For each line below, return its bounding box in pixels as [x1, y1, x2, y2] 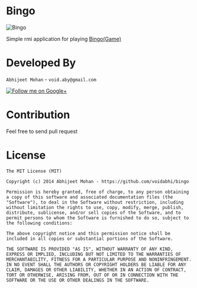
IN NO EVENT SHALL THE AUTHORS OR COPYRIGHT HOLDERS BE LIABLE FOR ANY [6, 261, 186, 268]
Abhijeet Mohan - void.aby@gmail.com [6, 75, 96, 83]
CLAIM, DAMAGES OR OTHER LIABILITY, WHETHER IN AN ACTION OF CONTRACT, [6, 267, 186, 273]
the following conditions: [6, 220, 73, 226]
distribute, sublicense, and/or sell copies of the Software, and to [6, 210, 182, 216]
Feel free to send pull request [6, 128, 78, 135]
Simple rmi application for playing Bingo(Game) [6, 35, 121, 42]
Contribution [6, 108, 70, 122]
